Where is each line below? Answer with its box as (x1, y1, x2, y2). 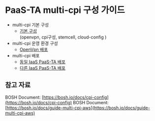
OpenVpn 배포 (19, 46, 48, 52)
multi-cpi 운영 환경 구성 (12, 40, 58, 46)
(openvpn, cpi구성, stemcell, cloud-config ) (19, 34, 107, 40)
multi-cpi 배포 (12, 52, 40, 58)
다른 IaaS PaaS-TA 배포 (19, 65, 65, 71)
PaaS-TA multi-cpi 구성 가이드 (5, 4, 125, 16)
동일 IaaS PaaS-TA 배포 (19, 59, 65, 65)
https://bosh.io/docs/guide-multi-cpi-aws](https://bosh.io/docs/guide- (6, 105, 150, 111)
